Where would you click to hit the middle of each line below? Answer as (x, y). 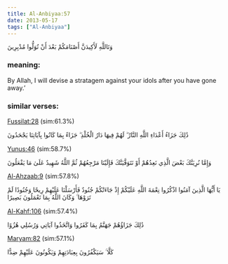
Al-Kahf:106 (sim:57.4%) (42, 211)
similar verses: (33, 106)
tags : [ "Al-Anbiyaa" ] (39, 27)
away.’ (16, 88)
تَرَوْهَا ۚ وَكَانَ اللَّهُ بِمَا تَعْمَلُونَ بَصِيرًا (49, 197)
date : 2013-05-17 (33, 20)
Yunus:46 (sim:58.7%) (40, 149)
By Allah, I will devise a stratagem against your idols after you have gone (112, 80)
